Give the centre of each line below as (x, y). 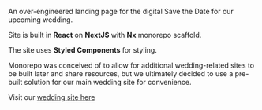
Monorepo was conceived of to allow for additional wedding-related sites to (131, 65)
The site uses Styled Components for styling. (83, 50)
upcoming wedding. (41, 20)
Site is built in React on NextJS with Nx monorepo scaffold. (105, 35)
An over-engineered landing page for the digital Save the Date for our (121, 11)
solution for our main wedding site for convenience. (108, 82)
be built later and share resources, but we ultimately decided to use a (121, 73)
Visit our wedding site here (52, 97)
